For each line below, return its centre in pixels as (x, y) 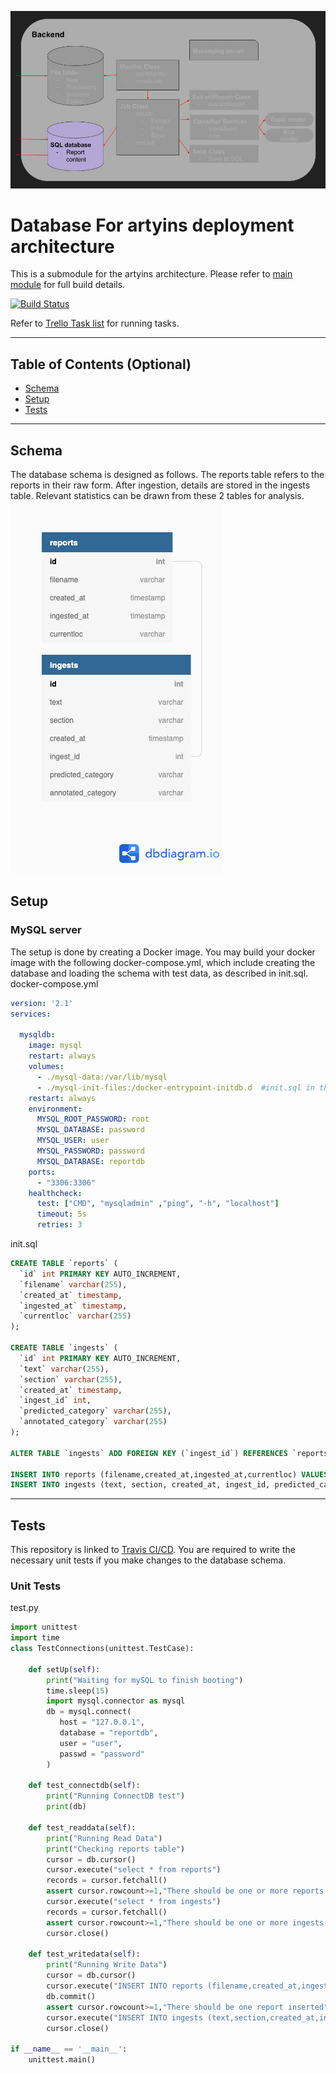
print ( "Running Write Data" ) (107, 1965)
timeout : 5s (61, 1214)
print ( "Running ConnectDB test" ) (116, 1796)
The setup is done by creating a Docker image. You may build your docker (163, 952)
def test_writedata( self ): (84, 1954)
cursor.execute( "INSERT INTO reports (124, 1986)
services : (31, 1014)
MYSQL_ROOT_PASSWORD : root (93, 1119)
